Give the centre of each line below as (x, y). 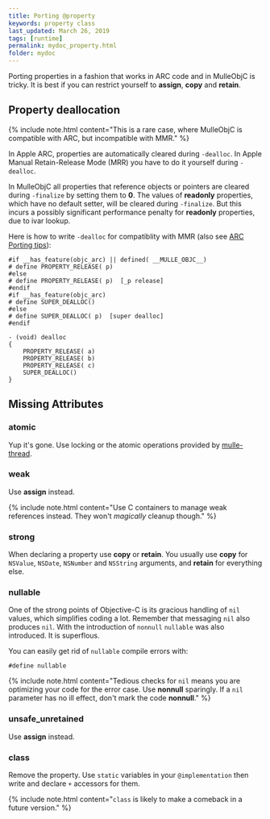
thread (19, 453)
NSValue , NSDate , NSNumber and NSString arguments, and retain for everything (135, 563)
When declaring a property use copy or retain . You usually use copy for (128, 555)
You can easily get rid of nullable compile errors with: (98, 651)
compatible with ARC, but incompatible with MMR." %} (99, 138)
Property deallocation (64, 110)
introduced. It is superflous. (54, 636)
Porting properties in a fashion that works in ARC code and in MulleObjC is (132, 76)
